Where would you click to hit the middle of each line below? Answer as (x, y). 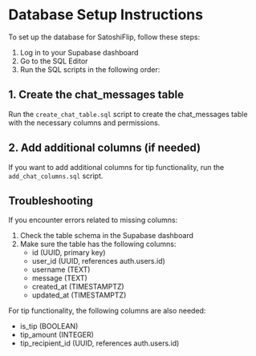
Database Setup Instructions (106, 15)
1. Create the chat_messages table (96, 95)
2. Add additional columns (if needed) (105, 148)
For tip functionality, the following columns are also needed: (107, 311)
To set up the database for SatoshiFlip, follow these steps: (104, 37)
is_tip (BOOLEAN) (49, 326)
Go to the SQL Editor (54, 61)
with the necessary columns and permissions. (84, 123)
